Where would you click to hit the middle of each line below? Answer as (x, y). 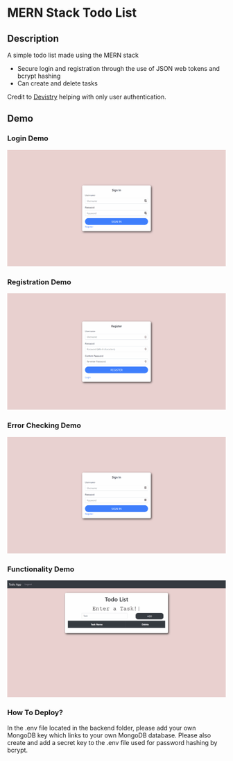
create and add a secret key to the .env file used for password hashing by (112, 742)
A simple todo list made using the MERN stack (73, 55)
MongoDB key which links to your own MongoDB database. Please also (109, 735)
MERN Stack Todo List (72, 13)
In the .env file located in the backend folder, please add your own (102, 728)
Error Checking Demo (44, 425)
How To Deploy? (35, 712)
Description (33, 39)
